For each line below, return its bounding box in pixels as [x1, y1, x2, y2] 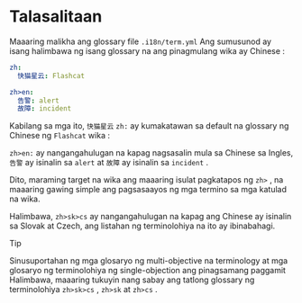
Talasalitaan [9, 6, 103, 27]
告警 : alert [17, 96, 60, 105]
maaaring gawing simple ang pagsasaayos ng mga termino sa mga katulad [9, 184, 287, 195]
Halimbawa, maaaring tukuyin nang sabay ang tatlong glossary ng [9, 274, 255, 285]
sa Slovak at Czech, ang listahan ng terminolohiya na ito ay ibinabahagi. [9, 220, 276, 231]
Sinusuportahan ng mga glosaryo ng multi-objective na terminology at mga [9, 255, 288, 266]
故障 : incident [17, 104, 72, 113]
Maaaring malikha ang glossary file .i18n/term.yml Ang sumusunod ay [9, 36, 272, 47]
